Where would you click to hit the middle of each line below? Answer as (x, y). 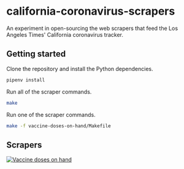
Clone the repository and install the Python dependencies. (80, 69)
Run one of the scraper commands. (51, 115)
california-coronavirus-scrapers (91, 11)
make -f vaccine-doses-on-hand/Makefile (59, 126)
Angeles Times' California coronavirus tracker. (65, 34)
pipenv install (26, 80)
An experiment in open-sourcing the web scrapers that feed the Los (92, 28)
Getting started (36, 54)
